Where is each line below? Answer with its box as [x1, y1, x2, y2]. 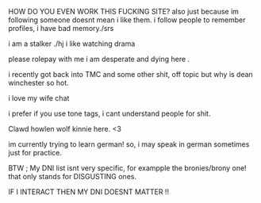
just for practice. [8, 148, 62, 157]
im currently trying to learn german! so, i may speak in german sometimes [8, 140, 250, 149]
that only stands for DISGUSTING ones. [8, 172, 137, 181]
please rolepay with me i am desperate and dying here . [8, 55, 190, 63]
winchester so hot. [8, 79, 69, 87]
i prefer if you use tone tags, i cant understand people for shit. [8, 109, 211, 118]
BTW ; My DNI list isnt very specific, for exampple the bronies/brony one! [8, 163, 248, 173]
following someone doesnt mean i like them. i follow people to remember [8, 15, 246, 25]
